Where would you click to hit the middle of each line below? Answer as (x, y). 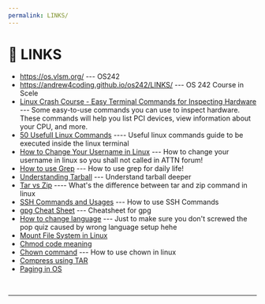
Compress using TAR (54, 260)
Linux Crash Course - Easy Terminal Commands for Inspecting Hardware (138, 101)
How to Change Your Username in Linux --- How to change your (124, 151)
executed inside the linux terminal (74, 143)
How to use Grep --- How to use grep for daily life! (101, 168)
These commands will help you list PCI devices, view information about (135, 118)
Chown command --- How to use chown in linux (98, 252)
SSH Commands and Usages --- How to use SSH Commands (119, 202)
